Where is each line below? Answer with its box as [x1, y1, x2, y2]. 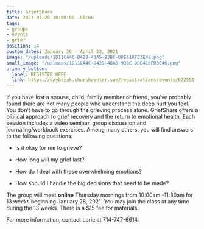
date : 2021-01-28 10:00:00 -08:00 [6, 15, 94, 21]
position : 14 [6, 43, 40, 49]
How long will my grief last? [15, 156, 85, 163]
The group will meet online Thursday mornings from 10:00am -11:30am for [6, 191, 194, 199]
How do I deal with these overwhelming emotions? [15, 168, 142, 175]
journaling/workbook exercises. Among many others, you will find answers [6, 126, 194, 133]
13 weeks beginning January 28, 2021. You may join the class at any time [6, 198, 189, 205]
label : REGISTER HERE [12, 71, 67, 77]
